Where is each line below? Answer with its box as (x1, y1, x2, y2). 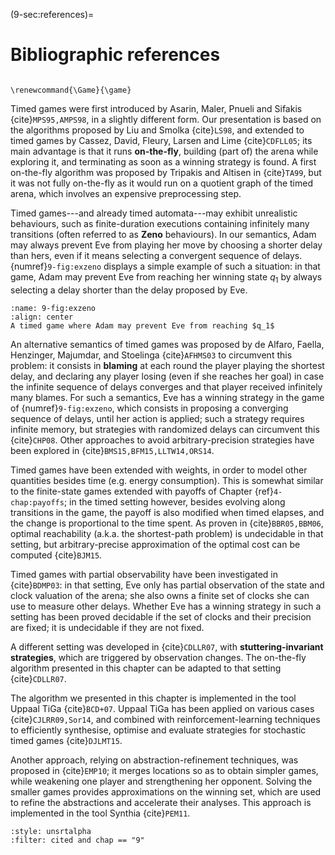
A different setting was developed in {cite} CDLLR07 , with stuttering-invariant (10, 640, 324, 653)
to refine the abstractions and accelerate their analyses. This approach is (10, 796, 312, 808)
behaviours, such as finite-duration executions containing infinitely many (10, 217, 310, 229)
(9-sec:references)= (10, 9, 95, 20)
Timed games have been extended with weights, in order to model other (10, 464, 308, 476)
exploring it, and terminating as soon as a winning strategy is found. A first (10, 155, 317, 168)
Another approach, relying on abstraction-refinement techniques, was (10, 754, 299, 766)
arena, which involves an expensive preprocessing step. (10, 187, 242, 199)
